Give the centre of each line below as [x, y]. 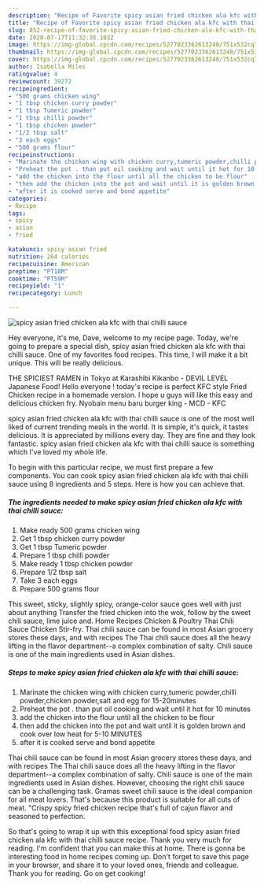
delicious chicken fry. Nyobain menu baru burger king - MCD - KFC [117, 403]
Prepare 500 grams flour [59, 588]
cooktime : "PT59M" [38, 279]
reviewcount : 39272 [40, 81]
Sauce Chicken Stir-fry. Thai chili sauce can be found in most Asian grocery [131, 629]
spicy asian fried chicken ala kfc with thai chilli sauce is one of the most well [131, 419]
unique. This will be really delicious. [66, 363]
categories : [27, 198]
